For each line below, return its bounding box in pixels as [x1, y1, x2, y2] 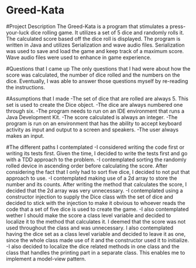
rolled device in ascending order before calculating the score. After [6, 162, 168, 169]
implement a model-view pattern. [6, 255, 87, 262]
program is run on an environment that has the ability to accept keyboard [6, 120, 183, 127]
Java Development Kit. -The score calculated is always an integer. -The [6, 113, 178, 120]
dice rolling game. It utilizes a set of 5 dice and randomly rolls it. [30, 29, 184, 36]
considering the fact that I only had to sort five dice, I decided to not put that [6, 168, 190, 175]
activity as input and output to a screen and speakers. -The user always [6, 126, 179, 133]
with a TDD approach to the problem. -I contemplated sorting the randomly [6, 156, 187, 163]
